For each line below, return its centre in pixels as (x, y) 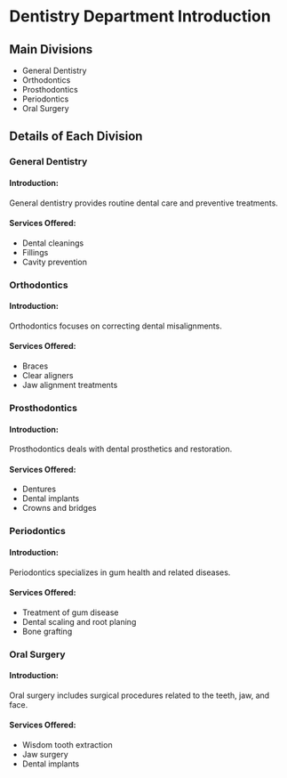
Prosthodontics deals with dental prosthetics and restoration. (121, 449)
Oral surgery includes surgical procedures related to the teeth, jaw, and (140, 695)
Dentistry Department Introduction (140, 16)
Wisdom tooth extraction (67, 745)
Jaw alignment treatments (70, 385)
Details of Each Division (76, 137)
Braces (35, 366)
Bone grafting (47, 631)
